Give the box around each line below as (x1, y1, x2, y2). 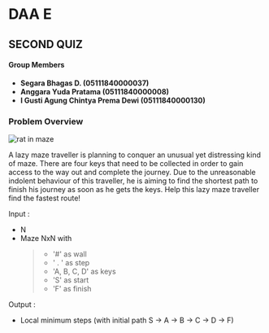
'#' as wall (52, 249, 87, 259)
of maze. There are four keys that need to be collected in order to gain (8, 159, 244, 169)
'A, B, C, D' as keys (52, 266, 116, 277)
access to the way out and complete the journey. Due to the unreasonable (8, 168, 256, 177)
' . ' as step (52, 258, 90, 268)
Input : (8, 209, 30, 219)
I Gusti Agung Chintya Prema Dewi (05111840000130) (20, 95, 206, 105)
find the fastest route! (8, 193, 81, 204)
